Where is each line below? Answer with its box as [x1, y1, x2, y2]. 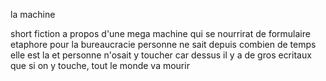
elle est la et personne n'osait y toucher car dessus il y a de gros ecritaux [10, 49, 312, 61]
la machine [10, 9, 56, 20]
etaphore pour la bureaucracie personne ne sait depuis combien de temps [10, 39, 317, 50]
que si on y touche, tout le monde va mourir [10, 60, 190, 71]
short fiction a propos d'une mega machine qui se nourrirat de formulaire [10, 28, 311, 39]
